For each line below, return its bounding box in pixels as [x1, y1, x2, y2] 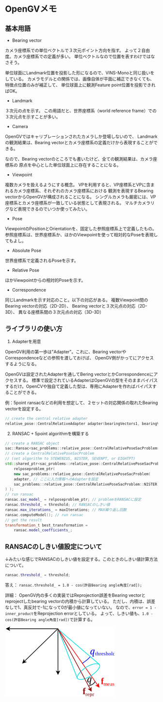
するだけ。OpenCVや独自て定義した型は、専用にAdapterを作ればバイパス [5, 383, 153, 389]
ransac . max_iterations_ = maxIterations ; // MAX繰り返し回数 [5, 507, 127, 512]
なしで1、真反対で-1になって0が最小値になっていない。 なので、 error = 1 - [5, 604, 157, 610]
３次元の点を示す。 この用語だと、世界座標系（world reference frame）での [5, 108, 157, 114]
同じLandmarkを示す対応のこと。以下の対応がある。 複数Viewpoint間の [5, 297, 148, 303]
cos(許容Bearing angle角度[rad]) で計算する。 [5, 617, 96, 622]
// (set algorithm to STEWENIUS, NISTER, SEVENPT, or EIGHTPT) [5, 456, 136, 461]
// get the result [5, 518, 42, 522]
